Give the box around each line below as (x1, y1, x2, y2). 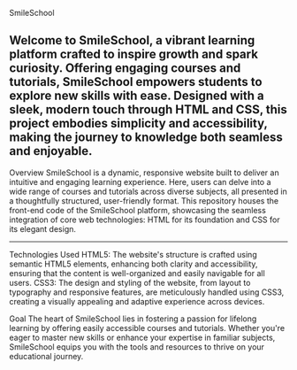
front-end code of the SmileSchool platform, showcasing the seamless (9, 204, 267, 215)
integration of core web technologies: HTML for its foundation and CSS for (9, 214, 280, 225)
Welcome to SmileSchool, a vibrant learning (9, 33, 255, 48)
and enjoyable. (9, 143, 93, 158)
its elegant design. (9, 223, 77, 234)
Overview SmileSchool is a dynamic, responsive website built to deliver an (9, 167, 280, 178)
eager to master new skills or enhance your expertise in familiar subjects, (9, 332, 276, 343)
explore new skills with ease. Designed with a (9, 89, 265, 104)
